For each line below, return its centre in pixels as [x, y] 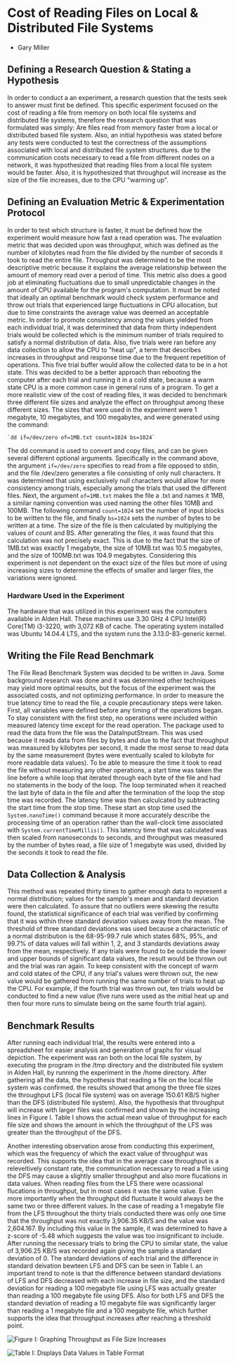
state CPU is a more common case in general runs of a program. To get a [113, 387]
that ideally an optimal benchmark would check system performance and [113, 297]
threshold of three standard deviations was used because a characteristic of [118, 929]
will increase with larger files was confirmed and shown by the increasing [113, 1110]
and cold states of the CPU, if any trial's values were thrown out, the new [113, 974]
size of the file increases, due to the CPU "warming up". [88, 180]
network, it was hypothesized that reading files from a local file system [110, 165]
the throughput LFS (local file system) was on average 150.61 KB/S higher [113, 1095]
